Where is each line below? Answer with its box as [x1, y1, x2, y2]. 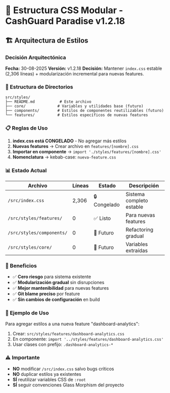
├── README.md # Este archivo [5, 99, 92, 104]
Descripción [129, 182, 159, 189]
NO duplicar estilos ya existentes [12, 371, 81, 377]
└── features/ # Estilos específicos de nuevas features [5, 112, 148, 118]
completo [125, 197, 148, 204]
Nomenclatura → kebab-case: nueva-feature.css [12, 154, 116, 160]
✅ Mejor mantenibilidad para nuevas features [12, 285, 109, 291]
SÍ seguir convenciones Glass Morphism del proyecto [12, 382, 124, 388]
